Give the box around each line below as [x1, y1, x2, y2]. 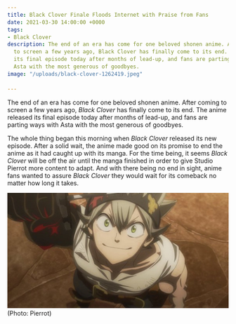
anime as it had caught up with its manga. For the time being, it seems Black [7, 149, 228, 157]
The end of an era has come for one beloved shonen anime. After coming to [7, 98, 227, 107]
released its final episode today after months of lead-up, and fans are [7, 113, 208, 121]
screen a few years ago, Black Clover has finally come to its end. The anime [7, 105, 227, 114]
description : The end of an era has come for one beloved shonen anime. [7, 41, 225, 48]
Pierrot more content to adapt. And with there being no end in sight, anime [7, 163, 223, 172]
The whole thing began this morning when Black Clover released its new [7, 134, 217, 142]
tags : [7, 26, 23, 33]
